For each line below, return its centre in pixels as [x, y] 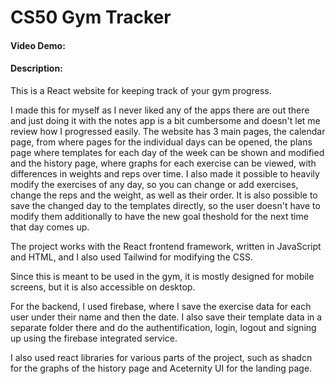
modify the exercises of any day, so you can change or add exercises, [154, 184]
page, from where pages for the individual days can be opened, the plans [161, 142]
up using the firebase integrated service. [94, 338]
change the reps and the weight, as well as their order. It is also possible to [164, 195]
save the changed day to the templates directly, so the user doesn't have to [165, 205]
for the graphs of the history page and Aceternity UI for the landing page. [161, 368]
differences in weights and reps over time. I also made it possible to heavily [165, 173]
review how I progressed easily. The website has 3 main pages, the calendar [168, 131]
